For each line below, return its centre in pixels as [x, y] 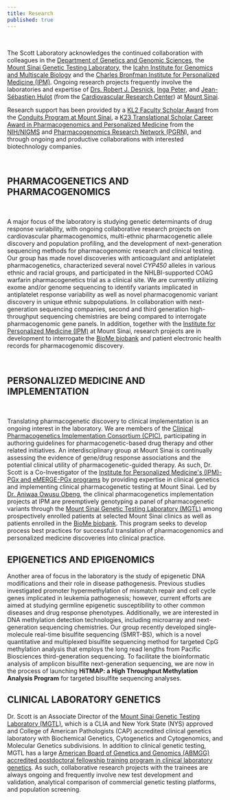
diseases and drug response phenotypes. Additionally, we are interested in [113, 613]
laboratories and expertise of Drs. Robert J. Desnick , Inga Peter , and [104, 89]
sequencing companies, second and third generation [114, 309]
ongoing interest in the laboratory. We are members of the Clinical [100, 428]
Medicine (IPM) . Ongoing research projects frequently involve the [100, 82]
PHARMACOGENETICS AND [68, 181]
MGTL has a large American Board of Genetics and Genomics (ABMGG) [108, 753]
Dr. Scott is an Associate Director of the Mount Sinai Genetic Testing [104, 716]
